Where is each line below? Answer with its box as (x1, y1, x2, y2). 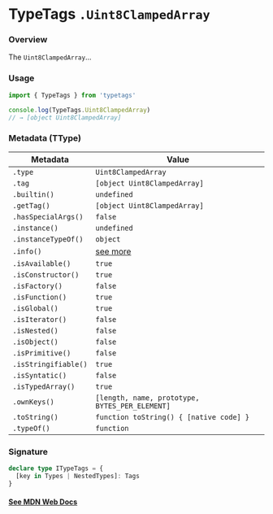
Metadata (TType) (8, 133, 81, 144)
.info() (12, 246, 42, 256)
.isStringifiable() (12, 359, 88, 368)
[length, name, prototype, (95, 393, 200, 403)
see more (95, 246, 132, 257)
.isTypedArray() (12, 381, 76, 391)
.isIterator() (12, 315, 67, 324)
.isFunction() (12, 292, 67, 302)
